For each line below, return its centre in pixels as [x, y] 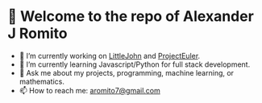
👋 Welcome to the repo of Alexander [131, 16]
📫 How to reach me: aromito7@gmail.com [89, 90]
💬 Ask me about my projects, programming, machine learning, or [127, 72]
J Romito [37, 33]
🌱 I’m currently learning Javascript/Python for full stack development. [135, 64]
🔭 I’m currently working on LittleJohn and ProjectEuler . [110, 56]
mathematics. [42, 81]
